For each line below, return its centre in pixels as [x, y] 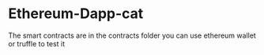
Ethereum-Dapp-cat [76, 14]
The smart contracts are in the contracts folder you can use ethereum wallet [132, 35]
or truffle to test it [37, 43]
